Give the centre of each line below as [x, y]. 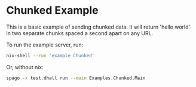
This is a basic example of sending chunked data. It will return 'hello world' [98, 27]
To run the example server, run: [45, 45]
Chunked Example [52, 10]
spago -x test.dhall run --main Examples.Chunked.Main [76, 78]
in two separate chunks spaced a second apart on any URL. [80, 33]
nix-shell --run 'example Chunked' [50, 55]
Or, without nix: [25, 67]
